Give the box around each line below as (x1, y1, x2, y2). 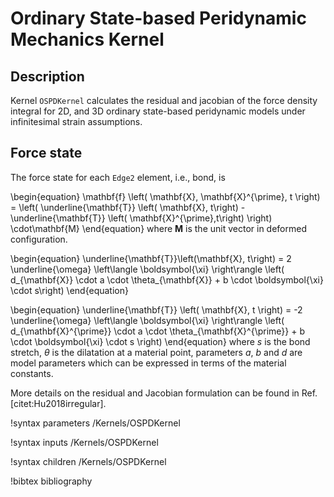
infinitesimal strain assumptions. (10, 116, 143, 127)
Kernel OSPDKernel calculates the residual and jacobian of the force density (10, 95, 318, 106)
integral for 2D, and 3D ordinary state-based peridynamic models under (10, 105, 306, 117)
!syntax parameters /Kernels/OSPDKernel (10, 417, 181, 429)
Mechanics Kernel (10, 28, 165, 51)
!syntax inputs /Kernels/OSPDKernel (10, 436, 159, 448)
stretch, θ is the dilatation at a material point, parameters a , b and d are (10, 346, 303, 358)
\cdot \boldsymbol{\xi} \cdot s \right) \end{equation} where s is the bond (10, 335, 311, 347)
